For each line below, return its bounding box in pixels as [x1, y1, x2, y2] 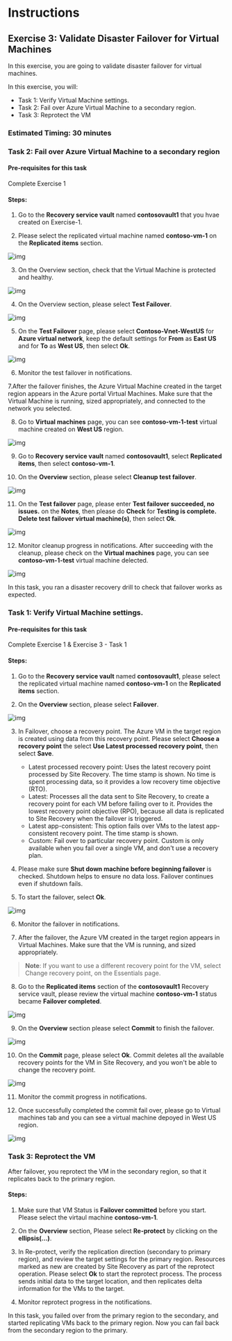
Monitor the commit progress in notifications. [17, 1092, 147, 1101]
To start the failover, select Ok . [17, 892, 106, 901]
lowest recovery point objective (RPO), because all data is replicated [28, 807, 224, 815]
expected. [8, 590, 37, 599]
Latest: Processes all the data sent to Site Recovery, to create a [28, 792, 210, 800]
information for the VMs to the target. [17, 1285, 125, 1293]
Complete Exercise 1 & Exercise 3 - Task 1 [8, 640, 127, 649]
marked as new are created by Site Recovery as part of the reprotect [17, 1263, 215, 1271]
